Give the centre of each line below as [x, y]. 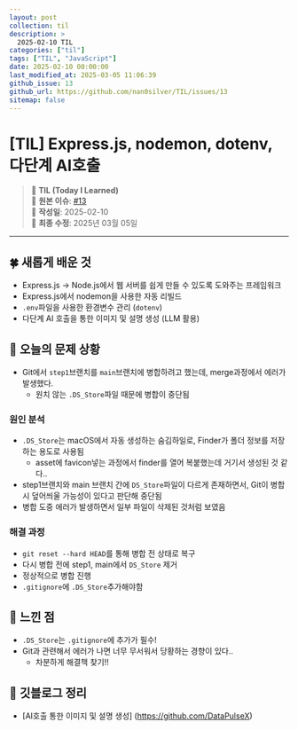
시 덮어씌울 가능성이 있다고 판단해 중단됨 [92, 496]
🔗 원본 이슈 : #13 [59, 201]
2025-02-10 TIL [45, 42]
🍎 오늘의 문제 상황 [55, 349]
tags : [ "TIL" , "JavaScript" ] [63, 59]
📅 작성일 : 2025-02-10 [70, 212]
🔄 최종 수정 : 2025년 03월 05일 [84, 224]
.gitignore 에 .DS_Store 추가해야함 [82, 586]
